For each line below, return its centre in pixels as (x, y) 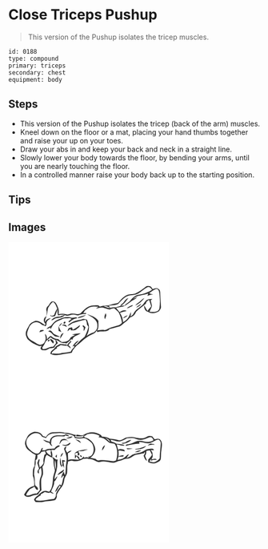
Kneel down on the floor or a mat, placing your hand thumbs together (134, 132)
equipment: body (35, 79)
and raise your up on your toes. (72, 140)
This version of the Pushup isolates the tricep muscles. (118, 37)
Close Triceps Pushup (83, 15)
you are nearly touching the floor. (75, 166)
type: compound (34, 59)
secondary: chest (37, 73)
